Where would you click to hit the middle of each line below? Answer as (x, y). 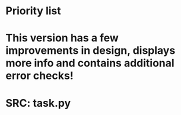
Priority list (34, 11)
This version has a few (62, 38)
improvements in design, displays (90, 51)
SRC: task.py (38, 103)
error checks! (39, 76)
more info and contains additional (90, 63)
